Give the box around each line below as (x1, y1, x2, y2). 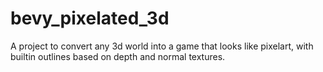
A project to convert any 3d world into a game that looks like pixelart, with (10, 40, 314, 52)
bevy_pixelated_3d (10, 7, 170, 30)
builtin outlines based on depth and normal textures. (10, 50, 226, 62)
